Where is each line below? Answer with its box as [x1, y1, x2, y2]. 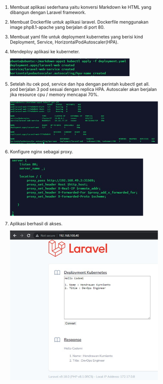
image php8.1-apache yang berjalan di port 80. [9, 24, 105, 30]
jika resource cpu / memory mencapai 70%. [9, 91, 99, 97]
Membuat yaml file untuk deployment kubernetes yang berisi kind [9, 34, 143, 40]
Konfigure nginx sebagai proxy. [9, 148, 73, 155]
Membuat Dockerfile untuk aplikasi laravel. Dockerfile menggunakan [9, 19, 149, 25]
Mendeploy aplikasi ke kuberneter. [9, 49, 80, 54]
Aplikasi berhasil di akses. [9, 220, 63, 226]
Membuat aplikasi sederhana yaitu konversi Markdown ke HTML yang [9, 4, 152, 10]
